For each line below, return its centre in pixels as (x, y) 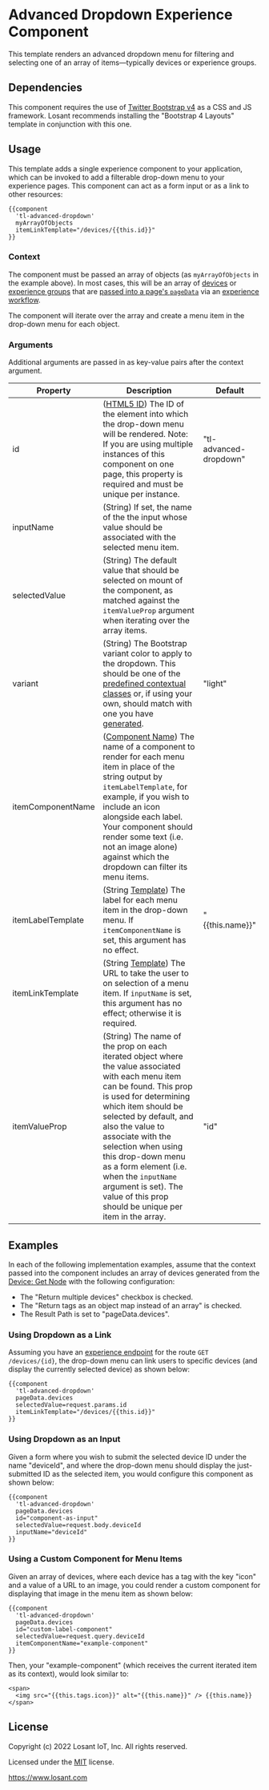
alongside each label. (143, 817)
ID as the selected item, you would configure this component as (148, 1473)
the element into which (146, 414)
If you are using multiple (148, 444)
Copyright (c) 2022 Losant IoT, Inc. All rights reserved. (98, 1746)
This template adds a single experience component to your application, (125, 168)
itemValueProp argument (149, 611)
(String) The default (140, 560)
